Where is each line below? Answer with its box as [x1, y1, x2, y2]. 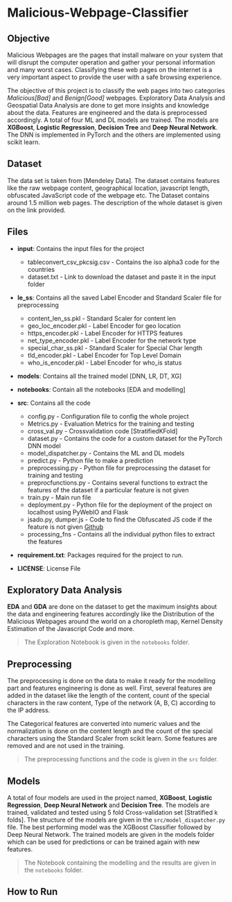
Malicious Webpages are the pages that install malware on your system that [7, 51, 224, 59]
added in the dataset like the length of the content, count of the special [7, 691, 210, 700]
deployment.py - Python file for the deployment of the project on [27, 501, 213, 509]
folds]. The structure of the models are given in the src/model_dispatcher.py [7, 816, 226, 824]
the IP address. [7, 706, 51, 715]
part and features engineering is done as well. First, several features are [7, 684, 213, 693]
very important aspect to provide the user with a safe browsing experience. [7, 73, 222, 81]
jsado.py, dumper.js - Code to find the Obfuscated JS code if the [27, 515, 213, 523]
